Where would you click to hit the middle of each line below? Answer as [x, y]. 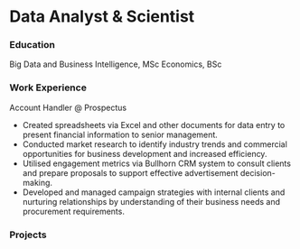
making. [37, 182]
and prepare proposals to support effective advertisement [130, 172]
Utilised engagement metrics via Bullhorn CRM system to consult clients [157, 163]
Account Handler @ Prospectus [68, 107]
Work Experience [48, 88]
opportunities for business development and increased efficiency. [145, 153]
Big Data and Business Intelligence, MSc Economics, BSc [116, 64]
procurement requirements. [73, 211]
